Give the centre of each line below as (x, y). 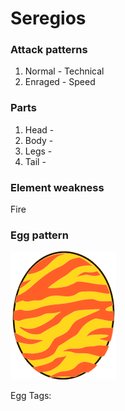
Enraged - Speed (60, 82)
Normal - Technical (64, 71)
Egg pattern (39, 235)
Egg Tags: (31, 396)
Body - (39, 140)
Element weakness (57, 187)
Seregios (48, 18)
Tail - (35, 161)
